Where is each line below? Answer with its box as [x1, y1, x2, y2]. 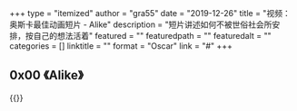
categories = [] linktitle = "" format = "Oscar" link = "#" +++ [9, 41, 233, 51]
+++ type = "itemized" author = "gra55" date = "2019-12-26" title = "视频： [9, 8, 291, 18]
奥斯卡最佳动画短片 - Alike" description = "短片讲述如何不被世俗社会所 [9, 19, 272, 30]
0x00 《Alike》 [9, 68, 84, 83]
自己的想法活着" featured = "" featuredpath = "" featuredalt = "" [33, 31, 272, 41]
